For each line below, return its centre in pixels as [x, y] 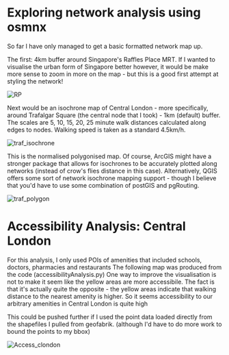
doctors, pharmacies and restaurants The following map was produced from [114, 267]
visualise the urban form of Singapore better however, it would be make [108, 66]
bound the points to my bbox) [49, 331]
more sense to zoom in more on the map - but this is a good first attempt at [113, 74]
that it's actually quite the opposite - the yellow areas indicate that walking [112, 289]
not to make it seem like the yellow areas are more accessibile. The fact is [111, 282]
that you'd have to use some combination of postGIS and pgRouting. [103, 185]
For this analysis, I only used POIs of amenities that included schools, [105, 260]
